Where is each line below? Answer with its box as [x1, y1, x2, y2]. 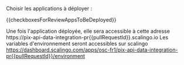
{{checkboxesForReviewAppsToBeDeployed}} [6, 16, 117, 23]
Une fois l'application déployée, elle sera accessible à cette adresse [6, 28, 170, 35]
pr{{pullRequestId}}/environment [6, 53, 86, 59]
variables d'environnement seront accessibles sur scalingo [6, 40, 148, 47]
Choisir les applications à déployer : [6, 5, 93, 12]
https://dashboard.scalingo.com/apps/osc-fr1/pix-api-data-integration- [6, 46, 178, 53]
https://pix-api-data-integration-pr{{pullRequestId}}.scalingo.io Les [6, 34, 169, 40]
